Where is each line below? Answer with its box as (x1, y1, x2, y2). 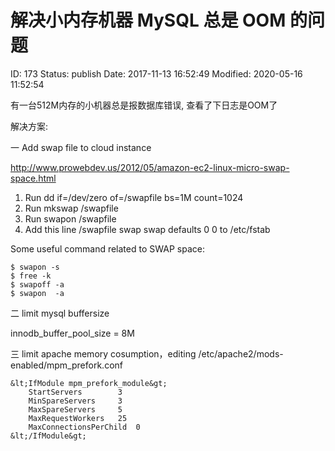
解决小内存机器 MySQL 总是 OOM (10, 9, 287, 32)
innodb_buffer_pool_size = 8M (10, 327, 135, 339)
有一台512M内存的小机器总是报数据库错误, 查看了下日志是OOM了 (10, 99, 278, 111)
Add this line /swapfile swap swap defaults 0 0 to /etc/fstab (24, 223, 271, 235)
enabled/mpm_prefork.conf (10, 359, 123, 371)
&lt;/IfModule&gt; (10, 431, 87, 441)
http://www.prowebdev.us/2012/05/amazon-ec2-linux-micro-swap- (10, 161, 290, 173)
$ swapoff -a (10, 279, 65, 290)
